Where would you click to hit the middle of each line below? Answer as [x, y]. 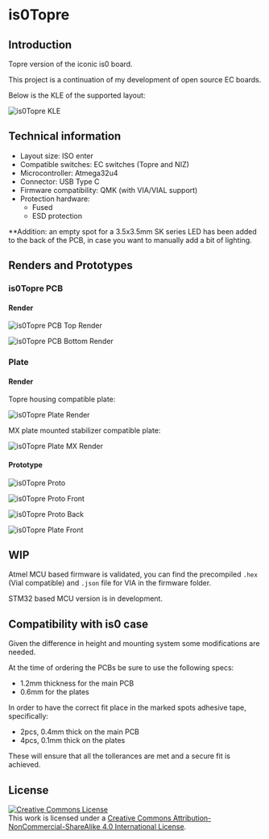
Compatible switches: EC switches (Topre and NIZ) [104, 164]
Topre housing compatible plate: [62, 399]
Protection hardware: [55, 199]
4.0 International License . [144, 827]
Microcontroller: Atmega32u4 [69, 173]
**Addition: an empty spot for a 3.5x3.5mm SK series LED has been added [133, 231]
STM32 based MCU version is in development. [86, 598]
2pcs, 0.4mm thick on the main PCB [79, 732]
